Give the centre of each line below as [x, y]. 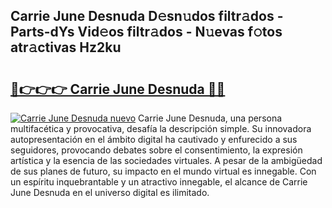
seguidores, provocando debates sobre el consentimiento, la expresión [156, 150]
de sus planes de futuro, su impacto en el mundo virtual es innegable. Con [163, 171]
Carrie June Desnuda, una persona [210, 118]
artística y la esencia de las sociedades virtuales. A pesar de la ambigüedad [166, 160]
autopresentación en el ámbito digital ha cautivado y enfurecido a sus [154, 139]
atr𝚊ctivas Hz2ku [66, 47]
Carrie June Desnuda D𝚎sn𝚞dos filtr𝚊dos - [147, 16]
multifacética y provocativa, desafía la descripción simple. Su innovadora [161, 128]
